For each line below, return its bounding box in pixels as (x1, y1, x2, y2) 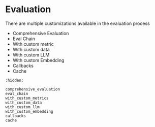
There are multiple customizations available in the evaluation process (5, 20, 150, 26)
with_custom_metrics (5, 96, 49, 101)
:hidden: (5, 78, 24, 83)
